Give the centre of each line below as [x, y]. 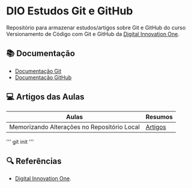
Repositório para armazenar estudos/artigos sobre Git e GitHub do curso [96, 28]
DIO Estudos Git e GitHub [70, 11]
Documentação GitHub [43, 77]
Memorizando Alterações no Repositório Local [74, 127]
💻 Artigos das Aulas [45, 97]
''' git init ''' [20, 141]
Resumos [159, 117]
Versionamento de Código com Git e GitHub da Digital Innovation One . [93, 34]
